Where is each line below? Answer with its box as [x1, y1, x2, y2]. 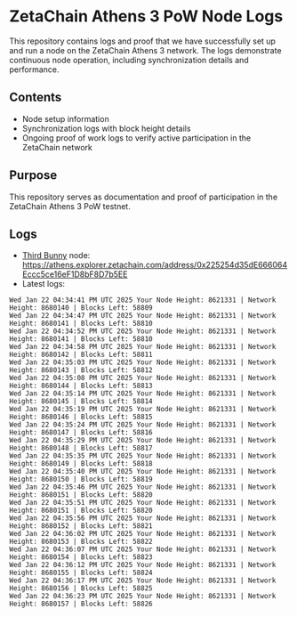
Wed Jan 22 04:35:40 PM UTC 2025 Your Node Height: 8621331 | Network [9, 467, 277, 476]
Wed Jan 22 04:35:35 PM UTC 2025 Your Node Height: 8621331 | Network [9, 451, 277, 460]
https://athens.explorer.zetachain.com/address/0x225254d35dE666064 [21, 260, 287, 271]
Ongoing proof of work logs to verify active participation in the [21, 132, 252, 143]
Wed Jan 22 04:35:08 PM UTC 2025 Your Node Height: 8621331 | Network [9, 374, 277, 383]
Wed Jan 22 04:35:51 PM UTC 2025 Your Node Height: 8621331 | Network [9, 499, 277, 507]
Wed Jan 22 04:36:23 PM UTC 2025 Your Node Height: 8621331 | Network [9, 592, 277, 601]
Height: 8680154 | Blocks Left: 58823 [9, 553, 153, 562]
